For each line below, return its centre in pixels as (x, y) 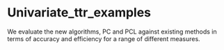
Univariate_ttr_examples (79, 13)
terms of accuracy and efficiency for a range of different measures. (104, 38)
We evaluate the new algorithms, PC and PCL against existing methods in (112, 32)
